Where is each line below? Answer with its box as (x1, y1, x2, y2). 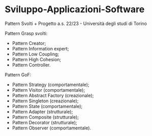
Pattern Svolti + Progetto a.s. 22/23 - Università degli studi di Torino (5, 20, 147, 26)
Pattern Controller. (12, 62, 51, 68)
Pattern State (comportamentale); (12, 103, 83, 109)
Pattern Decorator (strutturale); (12, 119, 77, 125)
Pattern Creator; (12, 40, 46, 46)
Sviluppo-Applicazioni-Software (5, 4, 145, 15)
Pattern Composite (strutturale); (12, 114, 79, 120)
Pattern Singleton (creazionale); (12, 98, 79, 104)
